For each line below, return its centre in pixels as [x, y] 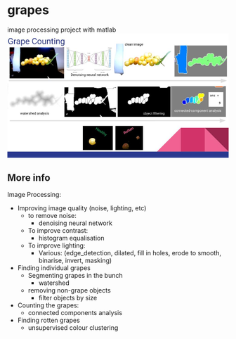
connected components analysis [75, 313]
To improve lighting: [57, 245]
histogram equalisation [71, 238]
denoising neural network [75, 223]
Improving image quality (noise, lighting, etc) [82, 208]
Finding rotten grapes [49, 320]
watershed [54, 283]
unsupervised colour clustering [73, 328]
